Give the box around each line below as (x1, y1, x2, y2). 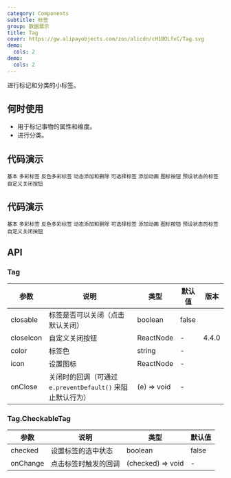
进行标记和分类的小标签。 (7, 80, 80, 89)
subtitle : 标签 (7, 17, 49, 23)
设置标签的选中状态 (50, 446, 113, 456)
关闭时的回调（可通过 (48, 372, 118, 382)
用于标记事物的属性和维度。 (16, 122, 96, 131)
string (137, 345, 156, 355)
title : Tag (7, 29, 38, 36)
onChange (10, 459, 45, 468)
